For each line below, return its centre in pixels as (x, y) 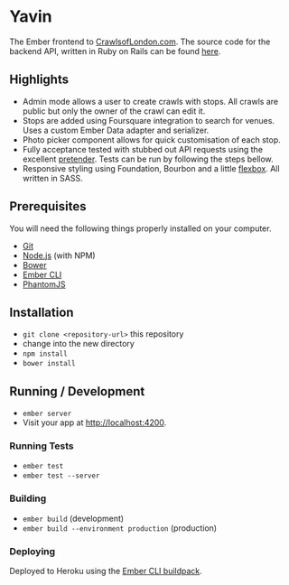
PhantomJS (44, 284)
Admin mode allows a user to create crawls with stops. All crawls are (150, 101)
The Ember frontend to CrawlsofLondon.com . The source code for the (140, 42)
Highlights (39, 80)
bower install (49, 364)
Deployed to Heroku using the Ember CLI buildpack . (106, 571)
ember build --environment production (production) (120, 528)
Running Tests (42, 446)
